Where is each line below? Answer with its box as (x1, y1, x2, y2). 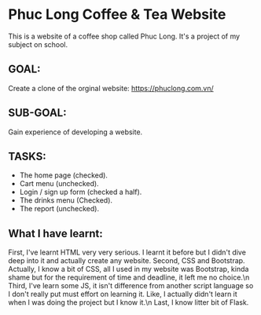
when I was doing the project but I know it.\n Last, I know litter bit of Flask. (8, 298, 249, 307)
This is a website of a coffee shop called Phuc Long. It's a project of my (8, 31, 241, 41)
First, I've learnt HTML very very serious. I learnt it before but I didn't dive (8, 247, 246, 257)
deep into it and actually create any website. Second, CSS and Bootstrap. (8, 256, 245, 266)
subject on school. (8, 39, 68, 49)
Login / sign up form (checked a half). (19, 187, 142, 197)
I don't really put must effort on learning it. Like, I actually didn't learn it (8, 289, 237, 299)
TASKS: (8, 149, 46, 163)
